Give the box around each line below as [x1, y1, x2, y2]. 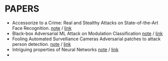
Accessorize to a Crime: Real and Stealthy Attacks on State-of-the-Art [12, 20, 158, 26]
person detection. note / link [12, 41, 71, 47]
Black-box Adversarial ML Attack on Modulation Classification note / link [12, 30, 163, 36]
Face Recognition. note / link [12, 25, 72, 31]
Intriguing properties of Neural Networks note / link [12, 46, 119, 52]
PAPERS [5, 3, 39, 15]
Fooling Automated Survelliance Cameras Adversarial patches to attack [12, 36, 161, 42]
